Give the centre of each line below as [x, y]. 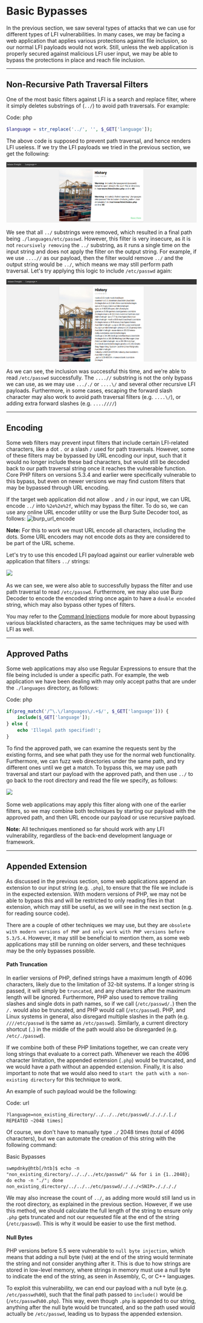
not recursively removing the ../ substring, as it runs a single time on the [98, 245]
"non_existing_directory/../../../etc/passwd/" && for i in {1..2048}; [98, 1174]
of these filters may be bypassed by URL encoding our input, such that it [96, 455]
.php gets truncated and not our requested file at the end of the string [93, 1217]
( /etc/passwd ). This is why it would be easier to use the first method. [91, 1223]
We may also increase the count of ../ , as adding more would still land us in [101, 1198]
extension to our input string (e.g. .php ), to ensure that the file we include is [100, 887]
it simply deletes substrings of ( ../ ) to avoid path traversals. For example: [98, 105]
